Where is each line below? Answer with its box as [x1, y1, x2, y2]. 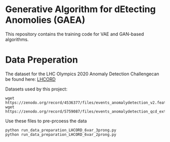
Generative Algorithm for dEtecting [5, 4, 156, 15]
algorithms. [5, 36, 29, 42]
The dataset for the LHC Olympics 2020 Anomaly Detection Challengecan [5, 71, 159, 77]
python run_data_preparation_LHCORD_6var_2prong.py [5, 132, 116, 137]
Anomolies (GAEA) [5, 14, 86, 26]
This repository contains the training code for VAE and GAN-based [5, 31, 144, 37]
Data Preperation [5, 54, 78, 66]
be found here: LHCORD [5, 76, 56, 82]
